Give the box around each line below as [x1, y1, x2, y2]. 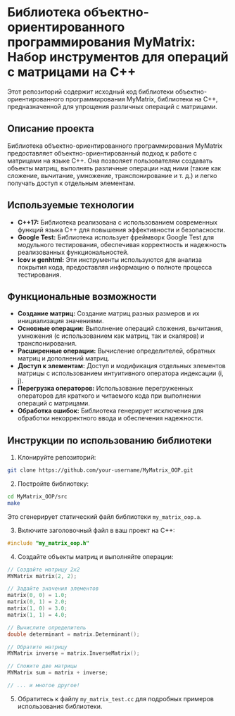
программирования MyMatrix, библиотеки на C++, [65, 94, 218, 103]
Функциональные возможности [7, 290, 157, 303]
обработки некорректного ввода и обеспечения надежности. [17, 414, 203, 422]
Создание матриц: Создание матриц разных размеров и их [17, 309, 200, 318]
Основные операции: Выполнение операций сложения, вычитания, [17, 325, 223, 333]
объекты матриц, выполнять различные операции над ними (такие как [7, 163, 222, 172]
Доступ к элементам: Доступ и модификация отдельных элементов [17, 362, 227, 370]
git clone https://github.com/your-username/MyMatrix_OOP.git [7, 467, 193, 474]
